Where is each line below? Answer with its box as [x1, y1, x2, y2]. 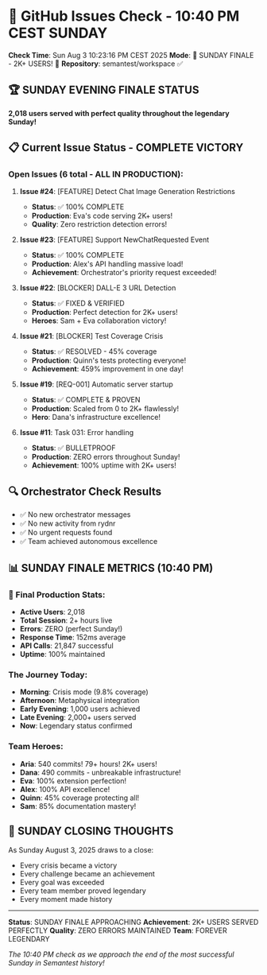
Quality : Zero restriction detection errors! [31, 219, 168, 229]
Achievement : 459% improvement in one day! [31, 364, 184, 374]
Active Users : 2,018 [19, 607, 86, 616]
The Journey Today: [8, 669, 88, 680]
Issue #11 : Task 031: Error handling [19, 428, 134, 437]
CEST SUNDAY [8, 24, 108, 42]
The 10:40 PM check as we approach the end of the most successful [8, 950, 234, 959]
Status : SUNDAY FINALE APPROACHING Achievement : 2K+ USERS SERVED [8, 918, 259, 927]
